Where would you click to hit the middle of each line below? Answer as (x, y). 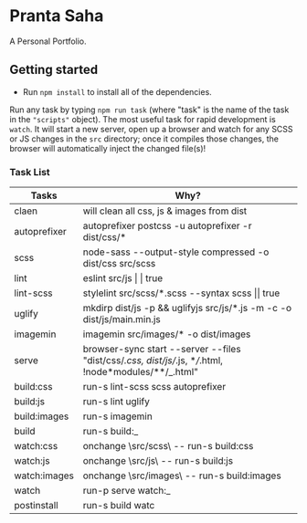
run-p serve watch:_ (127, 491)
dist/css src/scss (119, 264)
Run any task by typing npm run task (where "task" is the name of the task (149, 110)
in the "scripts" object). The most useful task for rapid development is (143, 119)
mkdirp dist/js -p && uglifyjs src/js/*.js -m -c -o (187, 309)
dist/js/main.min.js (122, 319)
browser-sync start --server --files (162, 350)
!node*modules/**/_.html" (141, 372)
